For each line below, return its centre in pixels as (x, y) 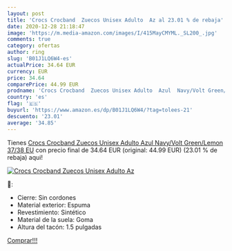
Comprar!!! (22, 240)
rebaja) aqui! (25, 157)
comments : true (29, 39)
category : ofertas (33, 46)
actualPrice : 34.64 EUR (41, 65)
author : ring (26, 53)
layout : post (26, 13)
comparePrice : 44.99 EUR (43, 84)
